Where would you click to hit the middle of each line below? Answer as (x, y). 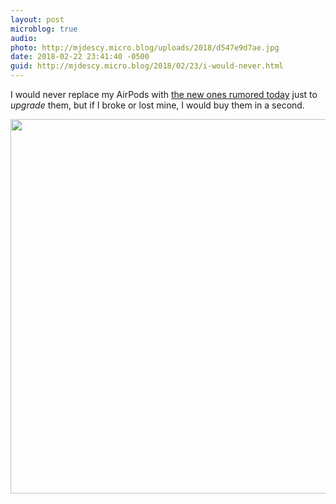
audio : (24, 38)
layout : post (37, 19)
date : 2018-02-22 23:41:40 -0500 (80, 57)
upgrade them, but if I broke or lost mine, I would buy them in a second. (157, 105)
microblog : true (44, 29)
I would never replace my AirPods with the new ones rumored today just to (164, 94)
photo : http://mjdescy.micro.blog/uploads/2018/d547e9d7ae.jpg (145, 47)
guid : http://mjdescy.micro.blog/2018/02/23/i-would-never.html (147, 66)
